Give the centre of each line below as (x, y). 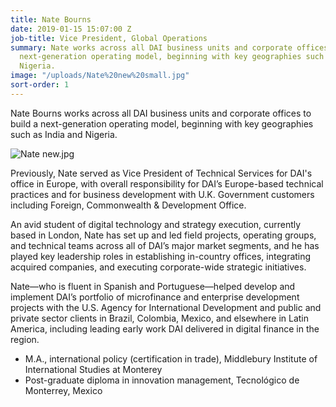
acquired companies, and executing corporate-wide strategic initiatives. (158, 267)
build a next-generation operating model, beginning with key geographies (162, 123)
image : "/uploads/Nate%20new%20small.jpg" (100, 76)
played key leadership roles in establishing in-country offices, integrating (161, 256)
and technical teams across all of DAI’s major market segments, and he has (165, 245)
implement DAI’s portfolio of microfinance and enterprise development (155, 297)
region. (25, 339)
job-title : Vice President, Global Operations (109, 38)
